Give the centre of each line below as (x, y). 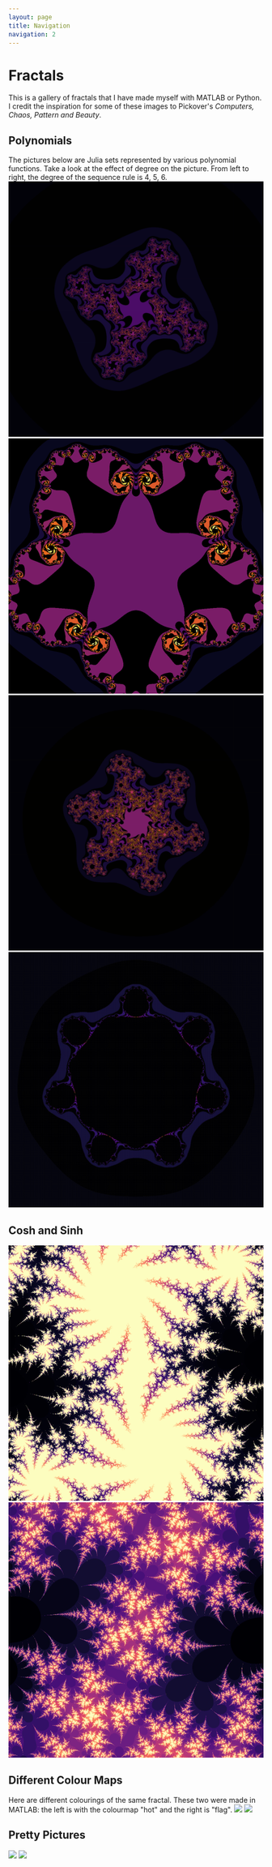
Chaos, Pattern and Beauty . (55, 115)
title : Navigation (39, 26)
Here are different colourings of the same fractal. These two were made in (132, 1800)
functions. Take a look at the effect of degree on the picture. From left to (129, 169)
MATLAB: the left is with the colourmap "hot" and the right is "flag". (121, 1809)
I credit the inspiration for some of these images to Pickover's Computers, (132, 106)
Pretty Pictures (47, 1835)
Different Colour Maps (66, 1781)
